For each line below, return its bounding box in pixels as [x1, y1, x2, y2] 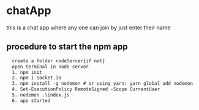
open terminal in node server [12, 64, 89, 70]
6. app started [12, 97, 51, 104]
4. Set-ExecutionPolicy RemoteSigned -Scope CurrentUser [12, 86, 160, 92]
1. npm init [12, 69, 43, 75]
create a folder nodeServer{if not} [12, 57, 105, 64]
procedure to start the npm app [6, 42, 128, 52]
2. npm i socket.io [12, 75, 62, 81]
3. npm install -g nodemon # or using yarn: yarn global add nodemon [12, 81, 193, 87]
